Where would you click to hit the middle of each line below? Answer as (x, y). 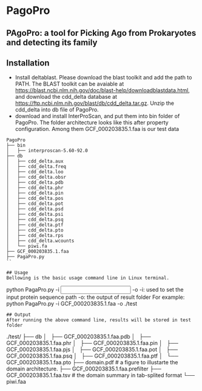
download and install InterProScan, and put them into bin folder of (97, 116)
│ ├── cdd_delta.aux (35, 161)
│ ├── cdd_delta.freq (36, 167)
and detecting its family (52, 42)
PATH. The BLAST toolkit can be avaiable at (69, 84)
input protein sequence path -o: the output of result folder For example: (96, 297)
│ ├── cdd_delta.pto (35, 230)
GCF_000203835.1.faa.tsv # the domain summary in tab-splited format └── (101, 375)
